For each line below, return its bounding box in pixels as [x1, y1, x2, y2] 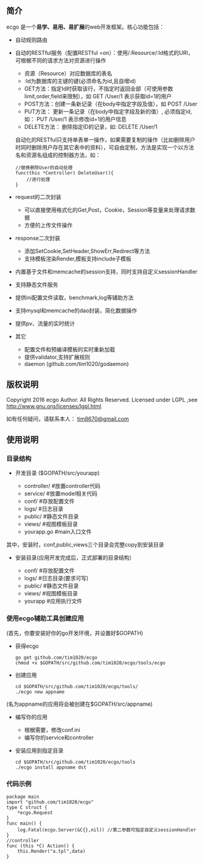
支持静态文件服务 [15, 281, 58, 288]
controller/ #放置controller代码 [24, 483, 100, 490]
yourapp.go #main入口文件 [24, 528, 92, 536]
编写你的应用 [15, 713, 47, 720]
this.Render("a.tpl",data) [17, 848, 86, 854]
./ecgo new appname [15, 689, 65, 695]
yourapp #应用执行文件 [24, 597, 82, 605]
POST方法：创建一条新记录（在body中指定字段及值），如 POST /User [24, 100, 198, 107]
